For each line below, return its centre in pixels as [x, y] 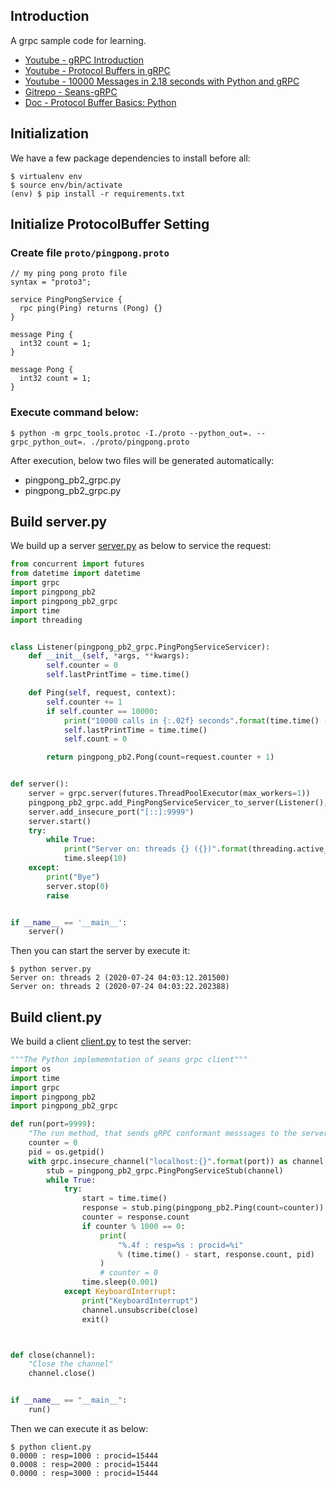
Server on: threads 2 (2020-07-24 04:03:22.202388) [120, 987]
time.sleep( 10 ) [95, 859]
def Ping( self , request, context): [102, 693]
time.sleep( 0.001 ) [120, 1282]
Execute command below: [75, 412]
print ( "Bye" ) [73, 877]
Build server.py [59, 522]
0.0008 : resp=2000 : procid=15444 [84, 1464]
